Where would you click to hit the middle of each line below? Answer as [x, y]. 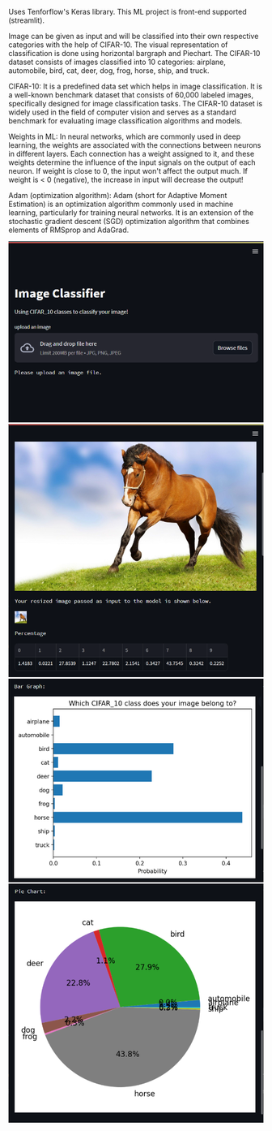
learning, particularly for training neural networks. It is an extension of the [131, 213]
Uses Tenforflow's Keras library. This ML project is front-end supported [127, 12]
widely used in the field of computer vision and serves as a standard [122, 112]
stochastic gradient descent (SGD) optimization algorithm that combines [129, 221]
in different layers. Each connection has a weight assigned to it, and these [132, 154]
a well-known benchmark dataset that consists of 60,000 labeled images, [131, 95]
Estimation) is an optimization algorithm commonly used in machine [121, 204]
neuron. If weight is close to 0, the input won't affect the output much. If [128, 171]
